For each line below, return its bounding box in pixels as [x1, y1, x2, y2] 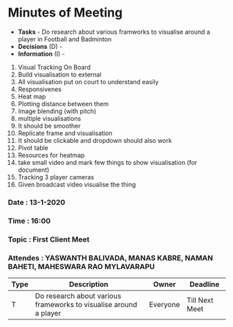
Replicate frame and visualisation [17, 129, 113, 137]
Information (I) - [17, 50, 65, 58]
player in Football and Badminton [17, 34, 112, 43]
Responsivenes [17, 85, 62, 93]
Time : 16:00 [8, 216, 51, 226]
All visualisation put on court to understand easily [17, 77, 159, 86]
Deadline [189, 279, 220, 289]
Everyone [149, 300, 180, 309]
